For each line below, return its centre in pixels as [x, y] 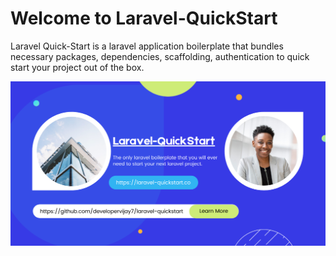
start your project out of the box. [77, 67]
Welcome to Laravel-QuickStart [144, 18]
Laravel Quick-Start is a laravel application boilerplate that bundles [147, 46]
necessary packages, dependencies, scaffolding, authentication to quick [160, 56]
